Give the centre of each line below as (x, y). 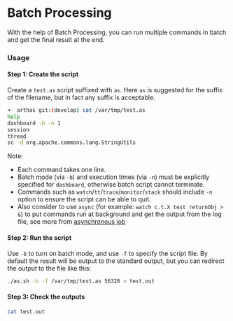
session (19, 130)
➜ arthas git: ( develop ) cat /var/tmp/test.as (76, 110)
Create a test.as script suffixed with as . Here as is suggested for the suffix (115, 90)
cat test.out (26, 312)
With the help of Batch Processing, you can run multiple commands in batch (117, 32)
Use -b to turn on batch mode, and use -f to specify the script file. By (108, 253)
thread (17, 136)
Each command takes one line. (62, 170)
